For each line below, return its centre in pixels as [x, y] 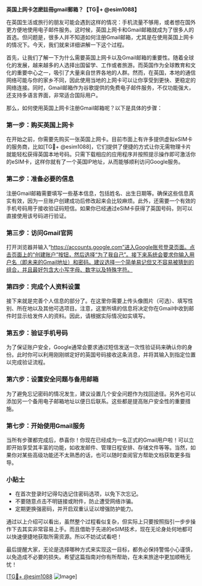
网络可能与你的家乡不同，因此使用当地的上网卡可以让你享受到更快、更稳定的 [101, 80]
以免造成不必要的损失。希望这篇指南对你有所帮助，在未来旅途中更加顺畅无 [98, 557]
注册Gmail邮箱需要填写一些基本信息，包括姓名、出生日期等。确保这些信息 [98, 193]
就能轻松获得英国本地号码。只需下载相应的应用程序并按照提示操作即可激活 [98, 154]
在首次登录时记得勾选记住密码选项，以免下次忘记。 [78, 494]
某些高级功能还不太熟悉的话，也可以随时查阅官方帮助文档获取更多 [103, 455]
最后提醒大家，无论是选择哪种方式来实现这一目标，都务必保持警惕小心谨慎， [101, 549]
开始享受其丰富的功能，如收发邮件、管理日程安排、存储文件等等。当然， [101, 448]
